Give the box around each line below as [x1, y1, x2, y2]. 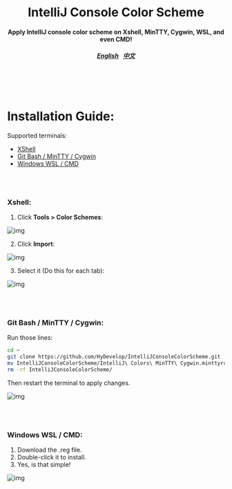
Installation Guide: [7, 108, 115, 124]
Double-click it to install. [17, 453, 86, 461]
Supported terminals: [7, 131, 68, 140]
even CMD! [99, 35, 133, 44]
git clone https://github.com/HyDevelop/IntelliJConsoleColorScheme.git [7, 354, 221, 361]
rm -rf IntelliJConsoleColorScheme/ [7, 366, 113, 373]
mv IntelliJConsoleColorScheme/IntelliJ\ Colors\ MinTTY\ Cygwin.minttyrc [7, 360, 227, 367]
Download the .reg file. [17, 445, 82, 454]
